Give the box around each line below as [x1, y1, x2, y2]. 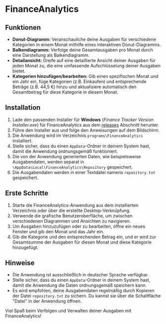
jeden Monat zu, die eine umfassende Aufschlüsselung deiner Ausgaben [12, 63, 161, 68]
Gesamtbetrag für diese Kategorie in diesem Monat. [12, 89, 118, 95]
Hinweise [5, 259, 35, 267]
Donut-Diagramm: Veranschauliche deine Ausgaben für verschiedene [12, 36, 156, 42]
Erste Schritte [5, 189, 49, 197]
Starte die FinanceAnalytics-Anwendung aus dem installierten [12, 202, 139, 208]
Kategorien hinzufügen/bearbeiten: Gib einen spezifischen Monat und [12, 73, 159, 79]
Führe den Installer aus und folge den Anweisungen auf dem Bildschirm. [12, 127, 160, 133]
